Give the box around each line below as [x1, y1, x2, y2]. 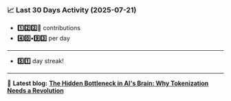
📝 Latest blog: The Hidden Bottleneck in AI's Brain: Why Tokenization [7, 79, 209, 87]
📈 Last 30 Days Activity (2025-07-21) [7, 5, 137, 14]
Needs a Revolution [7, 87, 64, 95]
